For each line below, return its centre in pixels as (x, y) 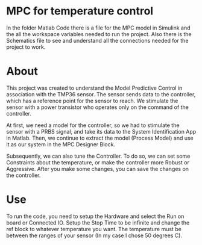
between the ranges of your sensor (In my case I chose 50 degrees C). (94, 235)
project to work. (26, 47)
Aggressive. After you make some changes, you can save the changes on (97, 169)
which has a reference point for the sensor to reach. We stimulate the (92, 101)
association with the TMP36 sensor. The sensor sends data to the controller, (101, 94)
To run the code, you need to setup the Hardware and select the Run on (95, 216)
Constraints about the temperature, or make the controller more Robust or (98, 162)
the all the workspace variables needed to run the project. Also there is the (99, 34)
